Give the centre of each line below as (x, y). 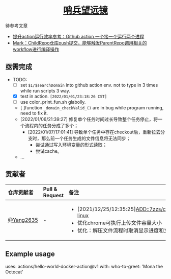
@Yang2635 (23, 220)
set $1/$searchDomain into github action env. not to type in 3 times (89, 85)
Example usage (30, 254)
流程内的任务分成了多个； (52, 125)
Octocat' (15, 272)
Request (53, 195)
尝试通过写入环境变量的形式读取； (71, 145)
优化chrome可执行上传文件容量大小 (119, 223)
